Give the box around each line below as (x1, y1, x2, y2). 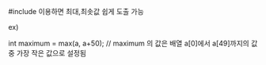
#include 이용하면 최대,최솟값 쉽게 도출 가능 (8, 7, 144, 16)
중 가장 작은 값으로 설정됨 (8, 49, 87, 57)
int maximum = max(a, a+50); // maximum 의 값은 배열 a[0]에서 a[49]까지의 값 (8, 38, 258, 48)
